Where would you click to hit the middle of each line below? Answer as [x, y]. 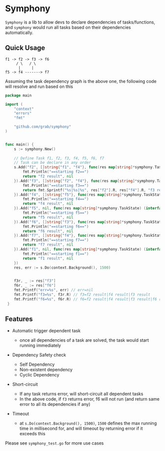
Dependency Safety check [39, 355]
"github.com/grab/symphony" [42, 127]
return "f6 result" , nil [48, 231]
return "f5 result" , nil [48, 217]
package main [18, 95]
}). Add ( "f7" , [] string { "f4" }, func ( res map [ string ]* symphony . [79, 236]
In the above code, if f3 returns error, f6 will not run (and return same [89, 399]
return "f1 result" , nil [48, 258]
